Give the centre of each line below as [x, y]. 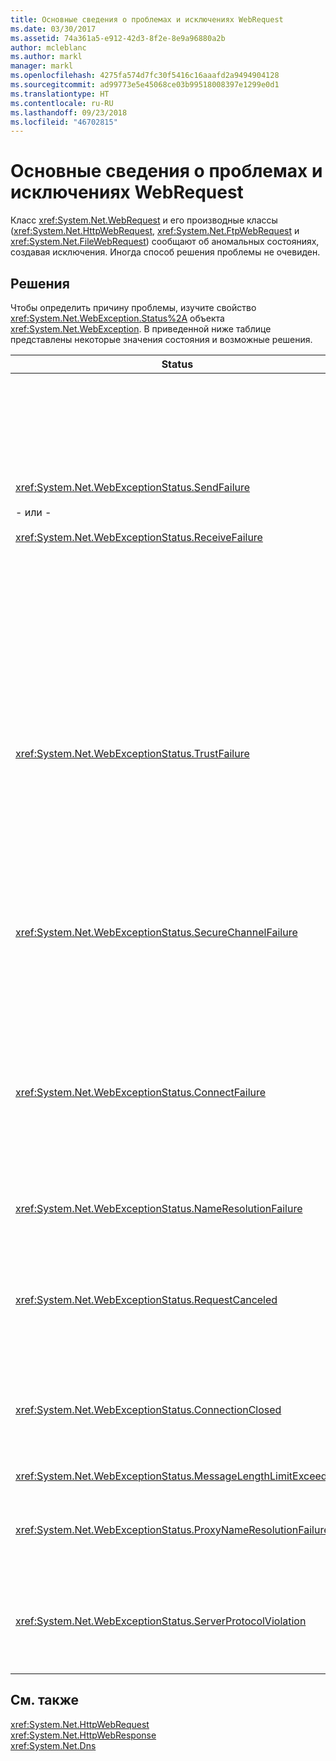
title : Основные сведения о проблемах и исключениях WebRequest [147, 19]
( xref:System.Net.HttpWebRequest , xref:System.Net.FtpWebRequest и [155, 231]
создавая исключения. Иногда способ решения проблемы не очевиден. [165, 252]
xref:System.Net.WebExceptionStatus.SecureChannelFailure [156, 932]
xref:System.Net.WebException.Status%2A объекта [117, 318]
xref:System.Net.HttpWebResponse [83, 1735]
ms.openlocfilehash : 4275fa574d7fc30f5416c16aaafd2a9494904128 [145, 76]
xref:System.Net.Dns [53, 1745]
